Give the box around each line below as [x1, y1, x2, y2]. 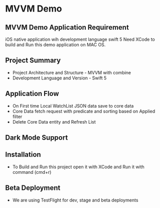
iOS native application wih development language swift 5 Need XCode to [5, 36, 155, 42]
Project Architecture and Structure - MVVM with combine [12, 69, 131, 75]
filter [12, 114, 23, 120]
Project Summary [5, 56, 61, 65]
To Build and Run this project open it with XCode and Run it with [12, 164, 144, 170]
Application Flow [5, 89, 59, 98]
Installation [5, 150, 41, 159]
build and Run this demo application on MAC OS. [5, 42, 106, 48]
